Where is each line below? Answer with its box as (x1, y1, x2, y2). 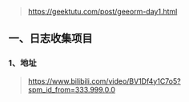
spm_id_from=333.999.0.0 (27, 84, 116, 94)
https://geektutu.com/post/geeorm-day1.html (27, 7, 178, 16)
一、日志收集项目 (8, 32, 93, 45)
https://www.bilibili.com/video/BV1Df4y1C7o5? (27, 76, 182, 86)
